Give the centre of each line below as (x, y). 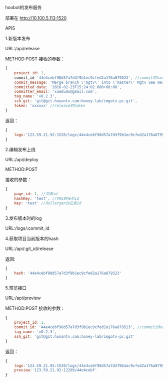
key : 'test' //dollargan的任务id (48, 203)
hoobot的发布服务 (23, 7)
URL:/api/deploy (22, 160)
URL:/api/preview (23, 298)
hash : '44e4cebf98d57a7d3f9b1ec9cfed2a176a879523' (68, 273)
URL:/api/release (22, 48)
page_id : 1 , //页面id (36, 194)
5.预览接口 (16, 288)
